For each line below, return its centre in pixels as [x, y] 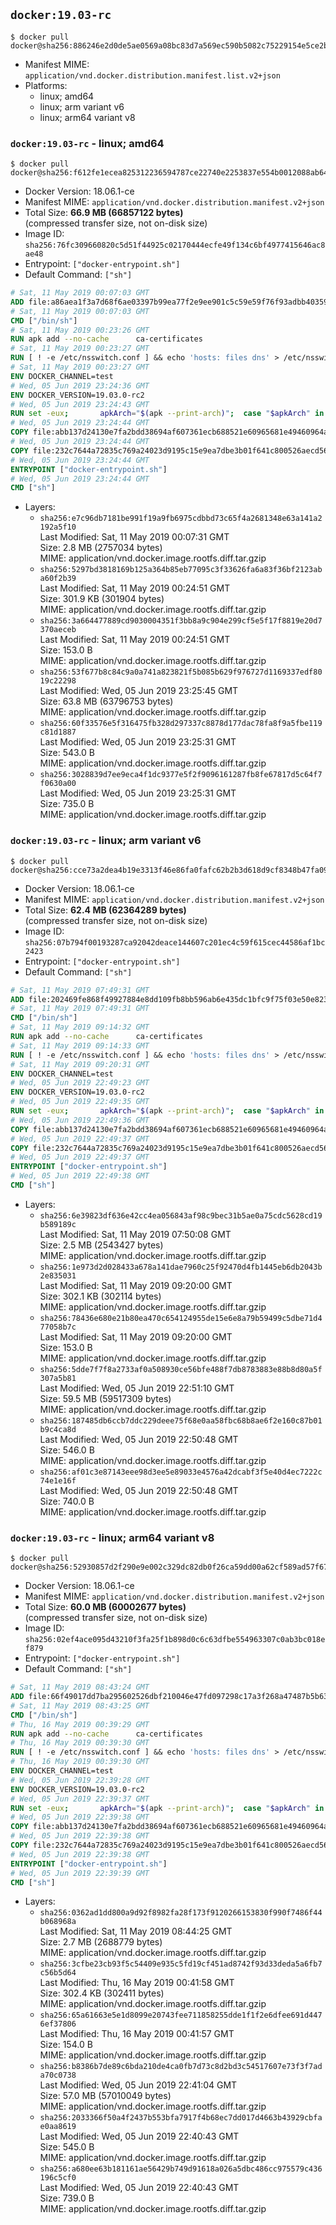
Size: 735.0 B [67, 804]
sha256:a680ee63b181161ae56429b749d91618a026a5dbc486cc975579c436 [181, 2169]
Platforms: [46, 85]
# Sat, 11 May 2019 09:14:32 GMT [80, 1027]
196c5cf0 [58, 2178]
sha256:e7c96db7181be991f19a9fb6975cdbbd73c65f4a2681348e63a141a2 [181, 519]
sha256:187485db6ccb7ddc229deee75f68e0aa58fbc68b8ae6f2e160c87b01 [181, 1420]
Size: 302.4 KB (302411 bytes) [102, 1993]
